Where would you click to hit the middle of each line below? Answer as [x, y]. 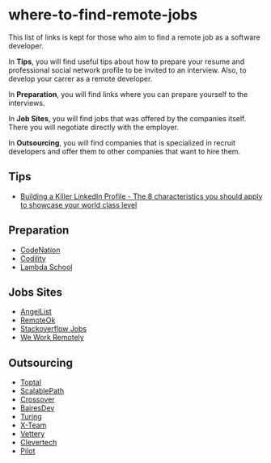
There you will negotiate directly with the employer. [94, 127]
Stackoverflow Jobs [53, 329]
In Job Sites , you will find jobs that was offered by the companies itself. [127, 118]
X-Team [33, 425]
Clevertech [38, 443]
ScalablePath [42, 391]
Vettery [32, 434]
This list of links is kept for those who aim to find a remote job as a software [134, 37]
